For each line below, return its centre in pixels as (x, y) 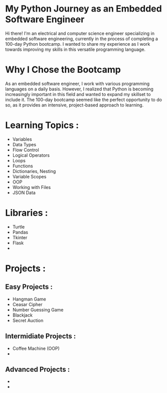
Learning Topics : (42, 125)
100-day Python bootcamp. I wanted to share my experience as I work (78, 44)
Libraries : (27, 213)
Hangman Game (29, 299)
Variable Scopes (29, 176)
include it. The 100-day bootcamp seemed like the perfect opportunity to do (83, 100)
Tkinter (20, 237)
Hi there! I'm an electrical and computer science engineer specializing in (80, 33)
